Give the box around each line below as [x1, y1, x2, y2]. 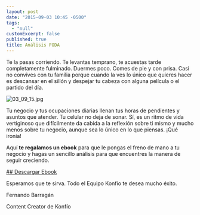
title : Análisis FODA [6, 42, 60, 48]
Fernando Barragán [6, 191, 54, 198]
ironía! [6, 132, 22, 139]
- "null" [11, 25, 33, 32]
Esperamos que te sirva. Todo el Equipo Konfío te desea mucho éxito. [6, 180, 177, 187]
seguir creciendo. [6, 156, 50, 164]
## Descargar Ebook [6, 168, 57, 175]
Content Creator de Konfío [6, 202, 71, 210]
